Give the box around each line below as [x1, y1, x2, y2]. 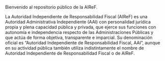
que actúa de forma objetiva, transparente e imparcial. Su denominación [5, 34, 153, 40]
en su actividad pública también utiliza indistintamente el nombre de [5, 45, 144, 51]
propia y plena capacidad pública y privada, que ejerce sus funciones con [5, 24, 156, 30]
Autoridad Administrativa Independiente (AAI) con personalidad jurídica [5, 19, 151, 25]
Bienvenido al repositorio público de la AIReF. [5, 4, 98, 10]
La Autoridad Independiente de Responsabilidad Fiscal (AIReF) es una [5, 14, 148, 19]
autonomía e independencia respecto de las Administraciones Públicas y [5, 30, 154, 35]
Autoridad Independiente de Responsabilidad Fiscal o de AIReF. [5, 50, 135, 56]
